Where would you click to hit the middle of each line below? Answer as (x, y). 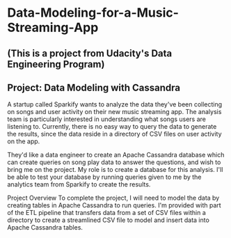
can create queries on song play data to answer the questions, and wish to (114, 162)
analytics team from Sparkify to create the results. (79, 184)
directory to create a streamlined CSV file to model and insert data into (109, 220)
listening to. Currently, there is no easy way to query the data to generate (112, 127)
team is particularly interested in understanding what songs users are (107, 119)
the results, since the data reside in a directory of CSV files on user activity (114, 134)
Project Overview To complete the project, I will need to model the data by (113, 198)
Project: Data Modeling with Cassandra (94, 87)
